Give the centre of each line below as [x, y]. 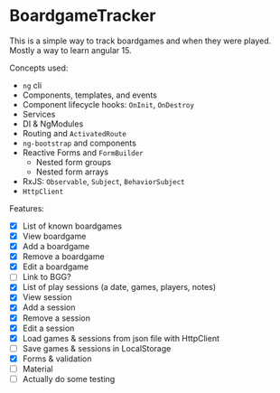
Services [39, 114]
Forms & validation [57, 359]
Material [37, 369]
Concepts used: [39, 68]
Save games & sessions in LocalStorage [97, 348]
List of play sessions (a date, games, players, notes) [119, 287]
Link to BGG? [47, 277]
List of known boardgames [72, 226]
